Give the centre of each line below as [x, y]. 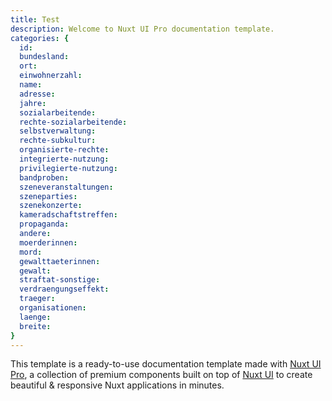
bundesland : [44, 57]
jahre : [33, 103]
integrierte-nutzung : [64, 159]
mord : [31, 252]
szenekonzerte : [51, 206]
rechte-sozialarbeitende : [73, 122]
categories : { [40, 38]
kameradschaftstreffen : [68, 215]
